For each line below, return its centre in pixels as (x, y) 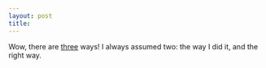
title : (20, 23)
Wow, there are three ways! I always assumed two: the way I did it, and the (133, 46)
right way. (25, 55)
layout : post (31, 16)
